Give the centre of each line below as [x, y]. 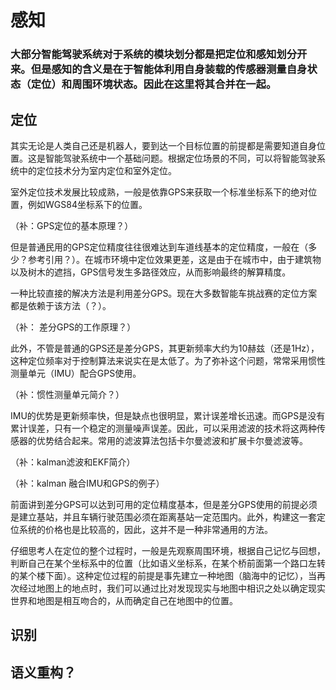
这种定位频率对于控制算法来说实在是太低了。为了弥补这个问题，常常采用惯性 [168, 360]
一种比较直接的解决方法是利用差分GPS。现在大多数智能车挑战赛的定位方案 [164, 293]
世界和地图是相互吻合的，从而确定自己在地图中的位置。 [124, 600]
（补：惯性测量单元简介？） [67, 394]
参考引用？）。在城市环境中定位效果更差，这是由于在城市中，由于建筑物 [174, 259]
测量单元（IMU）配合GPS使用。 [76, 373]
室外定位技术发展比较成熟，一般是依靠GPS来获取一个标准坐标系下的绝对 [159, 192]
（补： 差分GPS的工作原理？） [73, 327]
